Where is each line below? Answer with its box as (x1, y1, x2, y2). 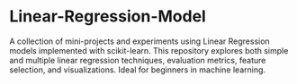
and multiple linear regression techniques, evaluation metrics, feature (9, 55, 266, 65)
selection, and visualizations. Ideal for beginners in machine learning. (9, 64, 266, 75)
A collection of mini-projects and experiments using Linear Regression (9, 36, 270, 46)
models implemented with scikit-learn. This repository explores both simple (9, 45, 289, 55)
